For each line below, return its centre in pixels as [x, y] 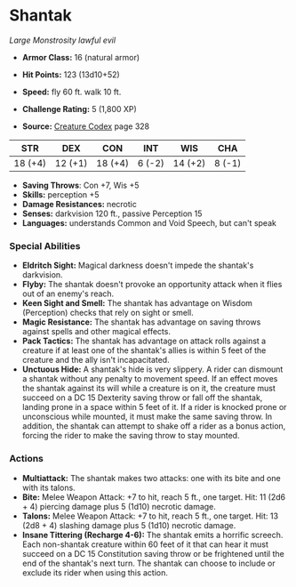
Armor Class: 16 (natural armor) [81, 57]
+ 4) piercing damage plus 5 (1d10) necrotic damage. [119, 506]
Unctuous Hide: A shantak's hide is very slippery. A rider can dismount [152, 369]
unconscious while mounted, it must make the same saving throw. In [147, 417]
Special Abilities [45, 245]
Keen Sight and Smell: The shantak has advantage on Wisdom [137, 303]
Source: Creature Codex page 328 [85, 126]
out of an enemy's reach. [68, 293]
